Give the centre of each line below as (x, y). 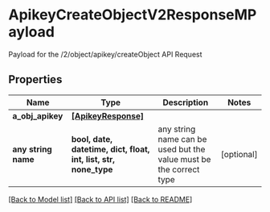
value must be (184, 159)
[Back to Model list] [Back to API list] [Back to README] (100, 199)
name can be (182, 139)
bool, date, (92, 139)
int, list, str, (93, 159)
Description (186, 102)
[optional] (239, 154)
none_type (92, 169)
